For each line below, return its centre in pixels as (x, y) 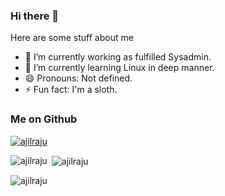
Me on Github (44, 119)
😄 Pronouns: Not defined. (78, 78)
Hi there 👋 (35, 16)
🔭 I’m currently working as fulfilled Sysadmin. (118, 57)
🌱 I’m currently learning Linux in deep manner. (119, 68)
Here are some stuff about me (72, 38)
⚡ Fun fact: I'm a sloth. (71, 90)
